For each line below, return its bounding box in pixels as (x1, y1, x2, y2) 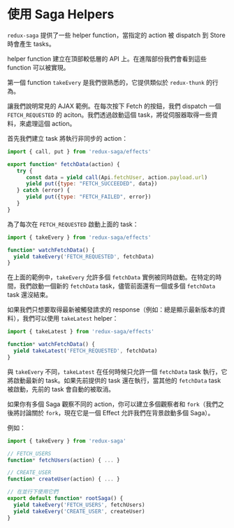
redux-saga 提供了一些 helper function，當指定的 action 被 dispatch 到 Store (7, 31, 226, 39)
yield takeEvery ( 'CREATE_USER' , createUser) (13, 508, 145, 515)
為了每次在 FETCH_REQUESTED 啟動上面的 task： (7, 220, 139, 228)
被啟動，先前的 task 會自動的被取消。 (7, 384, 115, 393)
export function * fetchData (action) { (7, 160, 120, 168)
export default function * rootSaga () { (7, 495, 124, 502)
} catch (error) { (16, 187, 71, 194)
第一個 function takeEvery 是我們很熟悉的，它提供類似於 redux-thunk (7, 78, 205, 86)
